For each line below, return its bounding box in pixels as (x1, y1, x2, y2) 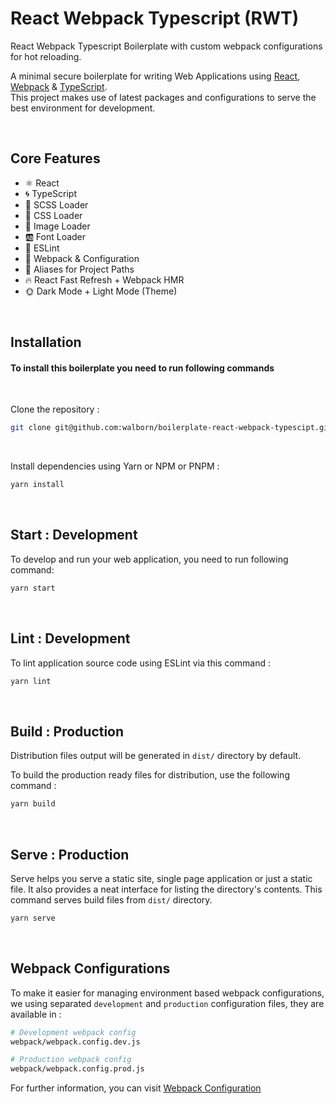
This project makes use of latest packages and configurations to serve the (10, 91, 317, 103)
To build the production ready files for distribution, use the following (10, 769, 290, 781)
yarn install (10, 480, 65, 490)
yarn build (10, 799, 56, 809)
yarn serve (10, 913, 56, 923)
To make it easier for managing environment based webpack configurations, (10, 987, 325, 999)
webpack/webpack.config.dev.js (10, 1037, 141, 1047)
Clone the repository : (10, 403, 100, 416)
